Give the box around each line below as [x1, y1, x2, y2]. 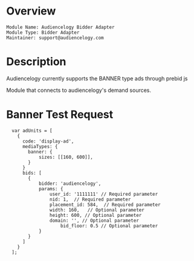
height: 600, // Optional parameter [49, 212, 142, 218]
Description [6, 55, 66, 69]
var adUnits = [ [11, 127, 53, 134]
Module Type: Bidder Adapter [6, 29, 80, 36]
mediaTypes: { [22, 143, 59, 149]
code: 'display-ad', [22, 138, 74, 144]
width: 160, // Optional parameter [49, 207, 145, 213]
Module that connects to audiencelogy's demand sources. [6, 86, 152, 94]
